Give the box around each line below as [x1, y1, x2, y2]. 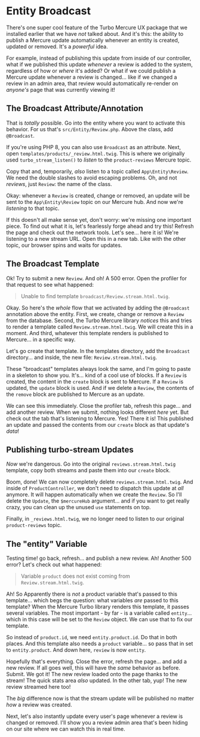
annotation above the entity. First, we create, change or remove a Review [6, 310, 184, 317]
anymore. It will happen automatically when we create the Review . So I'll [6, 491, 182, 498]
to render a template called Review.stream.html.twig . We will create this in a [6, 323, 193, 330]
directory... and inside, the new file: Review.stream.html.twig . [6, 354, 157, 361]
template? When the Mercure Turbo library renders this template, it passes [6, 603, 189, 611]
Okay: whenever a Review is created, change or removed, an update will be [6, 192, 190, 199]
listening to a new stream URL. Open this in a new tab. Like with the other [6, 235, 186, 242]
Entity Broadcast [6, 4, 91, 18]
